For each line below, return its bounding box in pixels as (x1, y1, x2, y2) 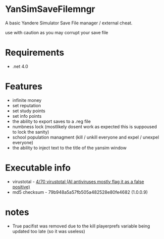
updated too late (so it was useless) (12, 228, 85, 234)
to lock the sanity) (12, 129, 50, 135)
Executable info (5, 162, 71, 173)
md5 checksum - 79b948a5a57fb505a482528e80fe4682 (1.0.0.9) (12, 189, 148, 195)
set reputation (12, 102, 41, 108)
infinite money (12, 97, 42, 103)
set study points (12, 108, 46, 114)
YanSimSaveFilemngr (5, 3, 96, 15)
